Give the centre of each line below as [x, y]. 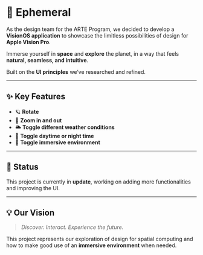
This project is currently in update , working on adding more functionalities [99, 182]
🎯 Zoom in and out [38, 120]
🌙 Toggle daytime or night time [54, 136]
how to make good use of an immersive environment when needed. [92, 245]
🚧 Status [23, 167]
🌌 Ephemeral [39, 12]
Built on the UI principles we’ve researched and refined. [76, 71]
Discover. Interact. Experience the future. [72, 227]
